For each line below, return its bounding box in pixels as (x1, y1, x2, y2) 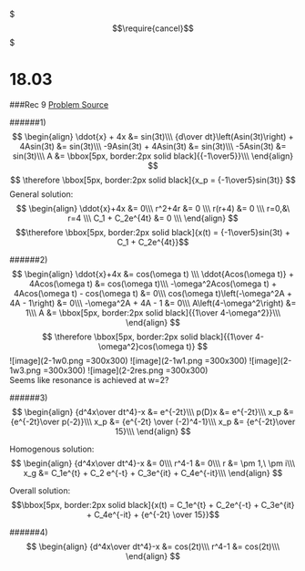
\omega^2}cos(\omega (97, 340, 185, 351)
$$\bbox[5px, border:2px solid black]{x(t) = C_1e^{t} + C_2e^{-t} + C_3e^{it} (11, 499, 295, 510)
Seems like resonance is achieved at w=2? (9, 374, 169, 385)
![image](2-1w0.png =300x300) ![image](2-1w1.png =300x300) (9, 355, 248, 366)
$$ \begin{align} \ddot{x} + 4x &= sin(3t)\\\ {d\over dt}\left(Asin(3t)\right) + (12, 130, 294, 141)
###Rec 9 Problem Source (9, 99, 109, 109)
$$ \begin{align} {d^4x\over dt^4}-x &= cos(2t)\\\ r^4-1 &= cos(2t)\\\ (25, 541, 280, 552)
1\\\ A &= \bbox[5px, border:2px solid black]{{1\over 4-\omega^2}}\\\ (25, 306, 281, 318)
